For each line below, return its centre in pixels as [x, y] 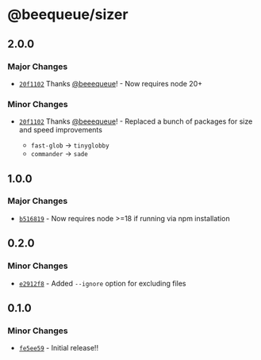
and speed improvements [60, 130]
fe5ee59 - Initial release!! [59, 348]
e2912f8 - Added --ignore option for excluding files [102, 283]
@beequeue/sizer [68, 15]
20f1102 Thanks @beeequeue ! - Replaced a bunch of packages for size [136, 121]
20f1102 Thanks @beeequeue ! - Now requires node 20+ [111, 83]
